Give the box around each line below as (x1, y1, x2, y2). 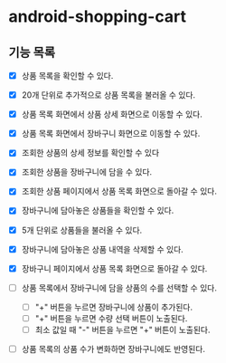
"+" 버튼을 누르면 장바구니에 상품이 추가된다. (34, 301, 193, 312)
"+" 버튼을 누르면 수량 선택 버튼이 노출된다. (34, 312, 188, 323)
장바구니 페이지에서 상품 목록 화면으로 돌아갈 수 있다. (21, 263, 208, 273)
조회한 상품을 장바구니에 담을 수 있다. (21, 167, 153, 177)
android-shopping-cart (8, 6, 187, 27)
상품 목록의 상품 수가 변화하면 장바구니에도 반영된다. (21, 343, 205, 354)
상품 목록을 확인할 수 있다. (21, 71, 114, 81)
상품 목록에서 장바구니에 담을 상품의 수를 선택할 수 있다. (21, 282, 218, 293)
